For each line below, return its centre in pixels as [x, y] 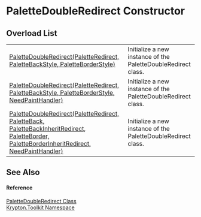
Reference [19, 188]
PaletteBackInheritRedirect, [48, 129]
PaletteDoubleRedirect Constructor [96, 11]
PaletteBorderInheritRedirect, [50, 144]
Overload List [32, 33]
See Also [23, 172]
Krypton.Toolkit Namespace [40, 207]
